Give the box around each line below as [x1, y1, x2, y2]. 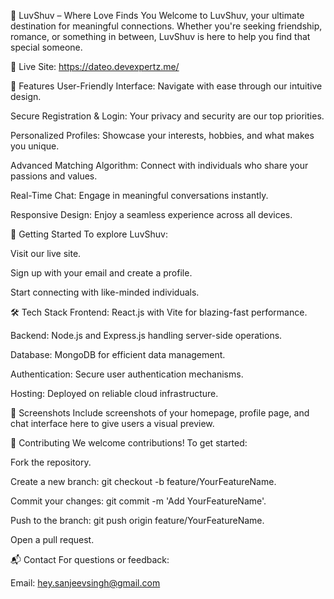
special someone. [10, 41, 83, 53]
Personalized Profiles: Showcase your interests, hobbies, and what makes [10, 130, 315, 141]
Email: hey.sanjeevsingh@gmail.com [10, 577, 161, 589]
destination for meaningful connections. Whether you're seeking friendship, [10, 20, 323, 32]
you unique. [10, 140, 60, 152]
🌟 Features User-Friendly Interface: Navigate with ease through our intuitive [10, 80, 323, 92]
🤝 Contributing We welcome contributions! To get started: [10, 437, 248, 449]
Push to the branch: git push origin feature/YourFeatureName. [10, 515, 265, 526]
